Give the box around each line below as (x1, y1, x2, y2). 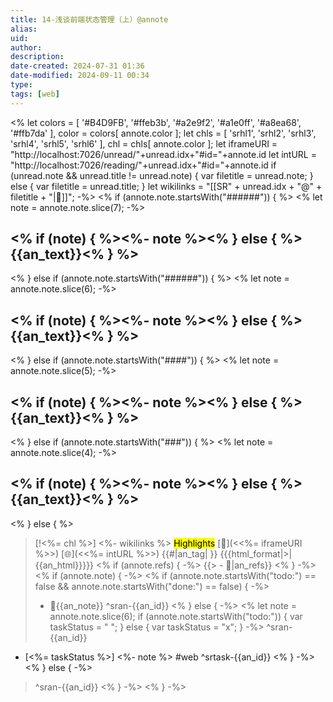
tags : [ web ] (10, 89, 60, 99)
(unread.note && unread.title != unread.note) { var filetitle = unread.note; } (10, 169, 314, 181)
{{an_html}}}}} (34, 559, 95, 571)
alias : (10, 24, 38, 34)
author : (10, 42, 43, 53)
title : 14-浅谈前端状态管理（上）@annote (10, 14, 169, 25)
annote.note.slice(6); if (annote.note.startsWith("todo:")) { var (49, 610, 303, 622)
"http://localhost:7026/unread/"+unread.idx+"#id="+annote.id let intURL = (10, 148, 317, 160)
